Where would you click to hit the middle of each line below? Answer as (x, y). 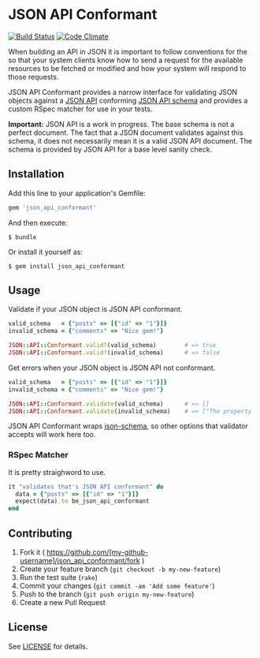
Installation (36, 174)
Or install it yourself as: (45, 252)
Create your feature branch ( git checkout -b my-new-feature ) (120, 569)
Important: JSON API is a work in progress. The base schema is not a (121, 124)
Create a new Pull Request (63, 603)
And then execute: (38, 222)
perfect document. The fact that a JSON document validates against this (126, 133)
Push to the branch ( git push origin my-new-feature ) (107, 594)
